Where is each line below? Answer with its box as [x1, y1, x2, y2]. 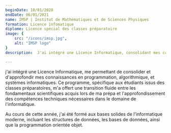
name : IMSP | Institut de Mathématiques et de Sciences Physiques [5, 17, 149, 22]
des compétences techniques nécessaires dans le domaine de [5, 95, 136, 102]
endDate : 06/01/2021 [5, 12, 49, 17]
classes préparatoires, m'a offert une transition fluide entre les [5, 85, 136, 91]
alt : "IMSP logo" [14, 41, 51, 46]
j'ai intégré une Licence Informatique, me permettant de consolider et [5, 68, 151, 74]
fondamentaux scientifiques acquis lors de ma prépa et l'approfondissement [5, 90, 165, 96]
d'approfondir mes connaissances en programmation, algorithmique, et [5, 74, 155, 80]
